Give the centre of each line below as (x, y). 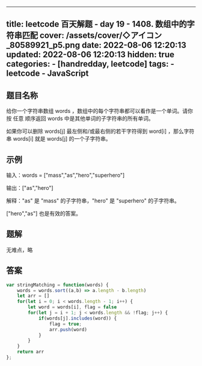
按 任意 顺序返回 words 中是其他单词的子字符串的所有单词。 (80, 118)
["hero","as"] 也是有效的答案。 (44, 213)
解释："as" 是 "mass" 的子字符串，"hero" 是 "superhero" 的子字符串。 (93, 201)
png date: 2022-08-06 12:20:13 (126, 45)
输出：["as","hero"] (30, 188)
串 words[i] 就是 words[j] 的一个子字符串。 (59, 139)
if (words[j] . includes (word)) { (78, 318)
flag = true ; (66, 324)
